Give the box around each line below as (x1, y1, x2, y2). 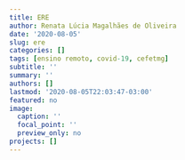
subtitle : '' (9, 63, 58, 72)
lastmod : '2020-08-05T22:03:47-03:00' (9, 87, 153, 96)
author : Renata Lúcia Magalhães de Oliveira (9, 21, 177, 30)
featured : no (9, 95, 58, 105)
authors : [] (9, 79, 53, 88)
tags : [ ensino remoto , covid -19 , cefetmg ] (9, 54, 169, 63)
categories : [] (9, 46, 66, 55)
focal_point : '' (17, 121, 77, 130)
